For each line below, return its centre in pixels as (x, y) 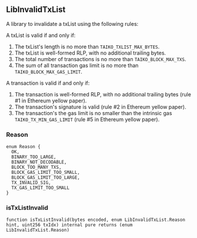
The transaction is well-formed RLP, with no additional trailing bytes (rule (103, 94)
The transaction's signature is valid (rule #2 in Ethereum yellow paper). (100, 107)
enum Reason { (24, 147)
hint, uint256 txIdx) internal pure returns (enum (69, 225)
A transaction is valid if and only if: (48, 83)
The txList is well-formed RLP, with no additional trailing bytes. (90, 53)
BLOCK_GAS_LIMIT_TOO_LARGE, (46, 178)
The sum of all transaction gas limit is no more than (76, 65)
